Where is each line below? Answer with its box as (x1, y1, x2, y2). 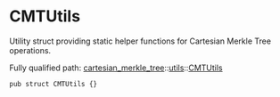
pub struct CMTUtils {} (9, 79, 98, 88)
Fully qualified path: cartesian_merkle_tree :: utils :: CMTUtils (9, 62, 223, 73)
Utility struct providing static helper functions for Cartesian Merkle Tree (9, 36, 272, 46)
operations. (9, 44, 52, 55)
